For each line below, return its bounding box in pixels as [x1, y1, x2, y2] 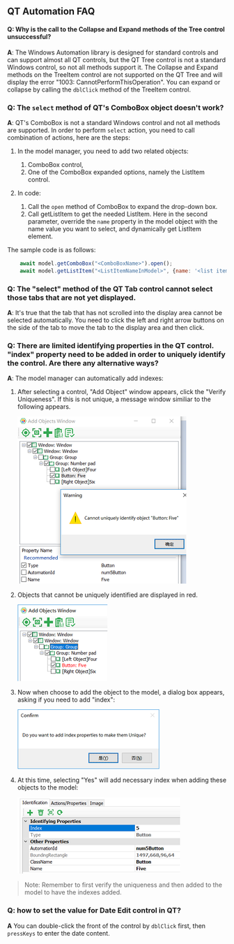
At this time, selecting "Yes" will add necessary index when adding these [17, 776, 227, 785]
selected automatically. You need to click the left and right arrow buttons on [7, 316, 224, 324]
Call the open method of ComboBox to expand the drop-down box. [27, 202, 218, 210]
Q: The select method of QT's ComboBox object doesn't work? [7, 103, 224, 112]
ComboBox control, [27, 160, 84, 168]
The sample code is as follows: [7, 245, 96, 254]
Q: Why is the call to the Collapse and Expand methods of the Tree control [7, 24, 225, 34]
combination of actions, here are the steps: [7, 133, 131, 142]
